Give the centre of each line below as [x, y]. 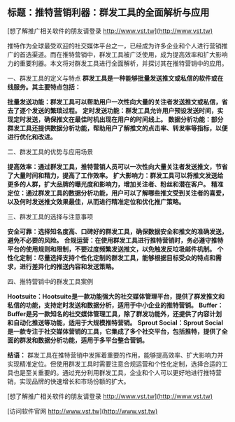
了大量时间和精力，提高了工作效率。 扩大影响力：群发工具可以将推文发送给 [115, 175]
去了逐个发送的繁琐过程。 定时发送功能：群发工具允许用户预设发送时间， [112, 110]
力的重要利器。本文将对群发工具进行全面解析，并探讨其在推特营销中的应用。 [117, 63]
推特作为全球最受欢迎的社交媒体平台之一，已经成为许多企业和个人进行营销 [114, 46]
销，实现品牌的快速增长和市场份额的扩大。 [69, 381]
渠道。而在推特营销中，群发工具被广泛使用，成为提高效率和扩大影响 [129, 54]
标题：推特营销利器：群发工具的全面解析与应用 [108, 13]
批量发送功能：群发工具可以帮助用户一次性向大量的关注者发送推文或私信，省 [117, 102]
